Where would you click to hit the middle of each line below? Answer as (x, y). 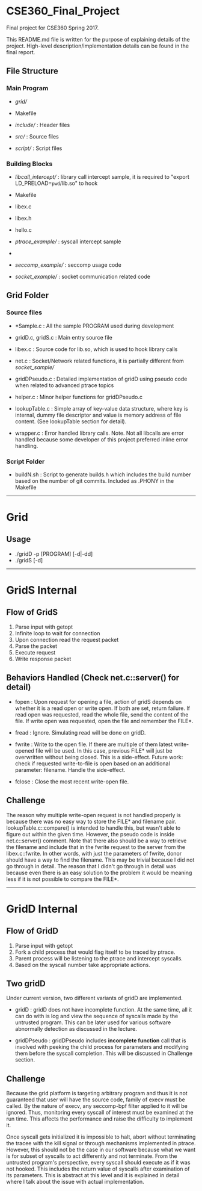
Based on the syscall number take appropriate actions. (82, 965)
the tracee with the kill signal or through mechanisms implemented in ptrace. (101, 1143)
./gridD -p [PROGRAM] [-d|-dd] (54, 554)
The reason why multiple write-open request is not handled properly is (94, 815)
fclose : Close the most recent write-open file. (72, 782)
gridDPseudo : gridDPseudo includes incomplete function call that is (100, 1040)
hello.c (23, 229)
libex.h (23, 218)
